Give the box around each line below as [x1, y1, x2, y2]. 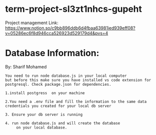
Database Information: [5, 48, 100, 59]
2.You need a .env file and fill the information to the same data [5, 99, 147, 104]
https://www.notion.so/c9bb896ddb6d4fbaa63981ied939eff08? [5, 25, 136, 31]
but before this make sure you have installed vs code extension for [5, 77, 152, 82]
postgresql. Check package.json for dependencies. [5, 82, 112, 87]
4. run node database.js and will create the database [5, 121, 120, 126]
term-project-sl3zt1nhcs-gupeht [5, 3, 142, 15]
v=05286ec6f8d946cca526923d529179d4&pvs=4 [5, 30, 109, 36]
